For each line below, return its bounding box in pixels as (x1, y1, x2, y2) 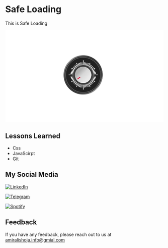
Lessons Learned (5, 131, 60, 140)
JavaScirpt (12, 151, 35, 157)
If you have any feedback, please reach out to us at (5, 231, 112, 237)
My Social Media (5, 170, 59, 179)
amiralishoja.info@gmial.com (5, 236, 65, 243)
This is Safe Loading (5, 20, 48, 26)
